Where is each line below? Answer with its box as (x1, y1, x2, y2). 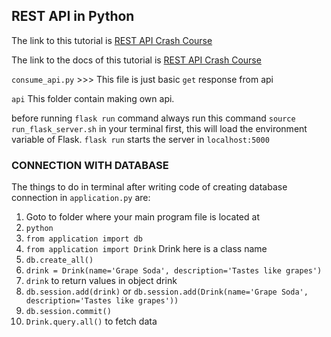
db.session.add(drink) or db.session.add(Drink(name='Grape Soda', (25, 285, 309, 298)
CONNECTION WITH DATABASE (11, 158, 169, 172)
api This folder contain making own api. (11, 92, 175, 104)
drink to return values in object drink (25, 275, 178, 287)
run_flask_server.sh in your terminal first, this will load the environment (11, 122, 308, 134)
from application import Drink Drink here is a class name (25, 243, 268, 255)
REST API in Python (11, 8, 135, 25)
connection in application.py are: (11, 192, 151, 204)
